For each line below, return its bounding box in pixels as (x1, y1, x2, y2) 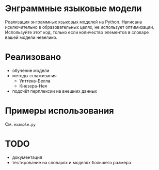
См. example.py (5, 121, 36, 127)
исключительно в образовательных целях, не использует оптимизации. (5, 24, 154, 30)
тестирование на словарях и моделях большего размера (12, 159, 131, 165)
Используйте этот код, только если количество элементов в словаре (5, 29, 149, 35)
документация (12, 154, 42, 160)
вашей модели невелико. (5, 34, 58, 40)
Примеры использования (5, 105, 114, 117)
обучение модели (12, 68, 49, 73)
